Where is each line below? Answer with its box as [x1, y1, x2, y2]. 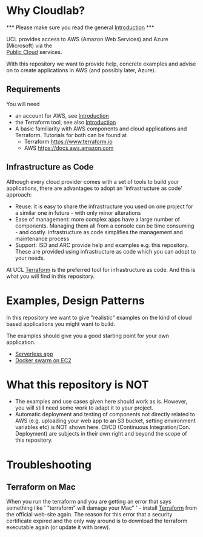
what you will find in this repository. [6, 272, 95, 280]
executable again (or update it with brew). [6, 524, 111, 531]
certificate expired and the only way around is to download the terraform [6, 517, 188, 525]
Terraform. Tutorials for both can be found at [15, 131, 127, 138]
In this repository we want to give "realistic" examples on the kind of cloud [6, 314, 192, 321]
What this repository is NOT [6, 377, 149, 391]
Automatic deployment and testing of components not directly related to [15, 411, 196, 418]
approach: [6, 191, 32, 198]
